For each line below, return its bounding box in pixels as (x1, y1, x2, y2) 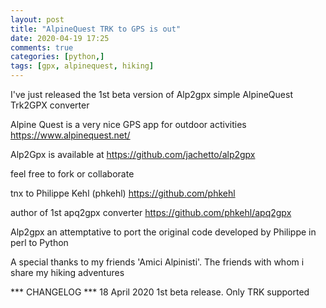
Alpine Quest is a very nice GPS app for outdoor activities (10, 119, 247, 130)
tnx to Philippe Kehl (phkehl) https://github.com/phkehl (10, 187, 236, 199)
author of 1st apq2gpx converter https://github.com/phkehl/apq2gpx (10, 207, 292, 218)
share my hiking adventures (10, 267, 125, 278)
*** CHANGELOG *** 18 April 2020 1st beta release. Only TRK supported (10, 286, 310, 298)
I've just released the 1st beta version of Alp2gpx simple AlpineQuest (10, 89, 293, 100)
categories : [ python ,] (10, 52, 105, 62)
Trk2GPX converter (10, 99, 90, 111)
